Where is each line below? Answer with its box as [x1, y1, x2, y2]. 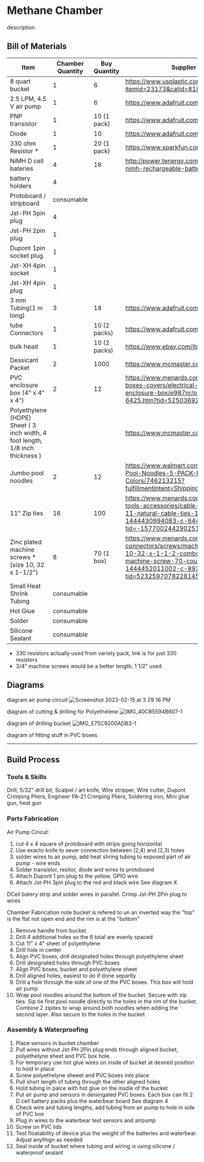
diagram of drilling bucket [7, 720, 71, 727]
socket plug [10, 251, 44, 259]
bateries [10, 164, 34, 173]
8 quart [10, 77, 31, 85]
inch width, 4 [10, 429, 47, 437]
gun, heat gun [7, 800, 42, 807]
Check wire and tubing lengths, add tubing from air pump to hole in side [15, 1104, 196, 1111]
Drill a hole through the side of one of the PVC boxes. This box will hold [15, 978, 194, 986]
